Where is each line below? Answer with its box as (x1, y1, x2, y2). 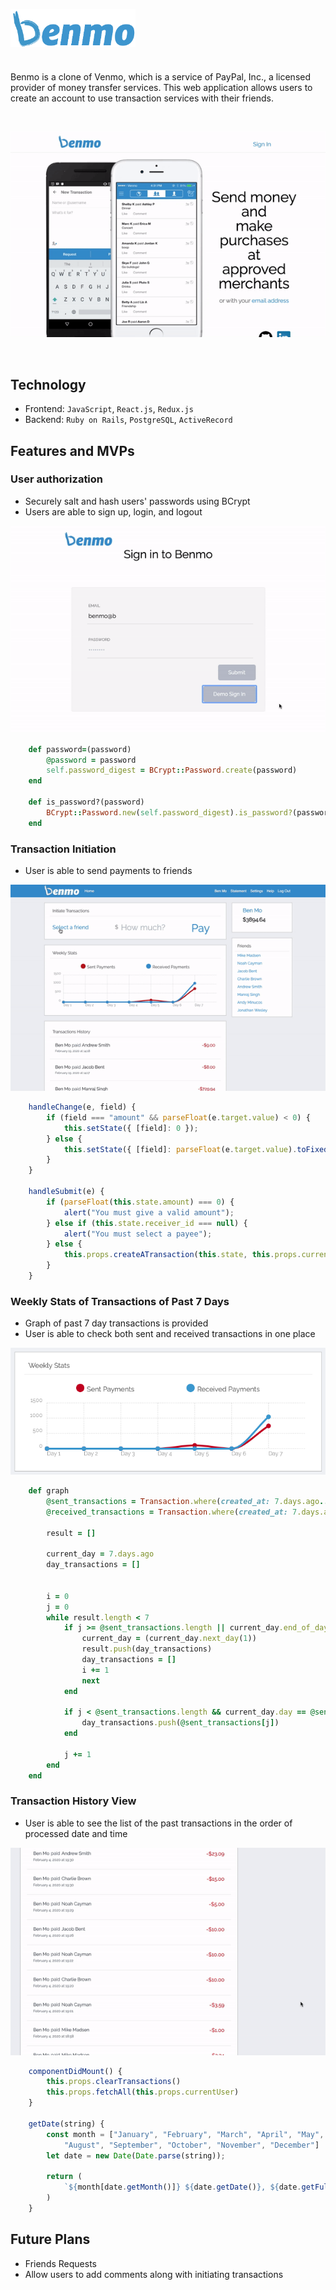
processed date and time (24, 1827, 128, 1839)
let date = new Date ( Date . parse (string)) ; (46, 2150, 226, 2161)
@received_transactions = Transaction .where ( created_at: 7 (46, 1507, 298, 1517)
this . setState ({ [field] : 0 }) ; (63, 1123, 199, 1133)
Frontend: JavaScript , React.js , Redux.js (24, 403, 194, 415)
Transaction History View (10, 1794, 137, 1808)
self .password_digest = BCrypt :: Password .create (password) (46, 765, 298, 776)
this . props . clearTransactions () (46, 2077, 182, 2087)
